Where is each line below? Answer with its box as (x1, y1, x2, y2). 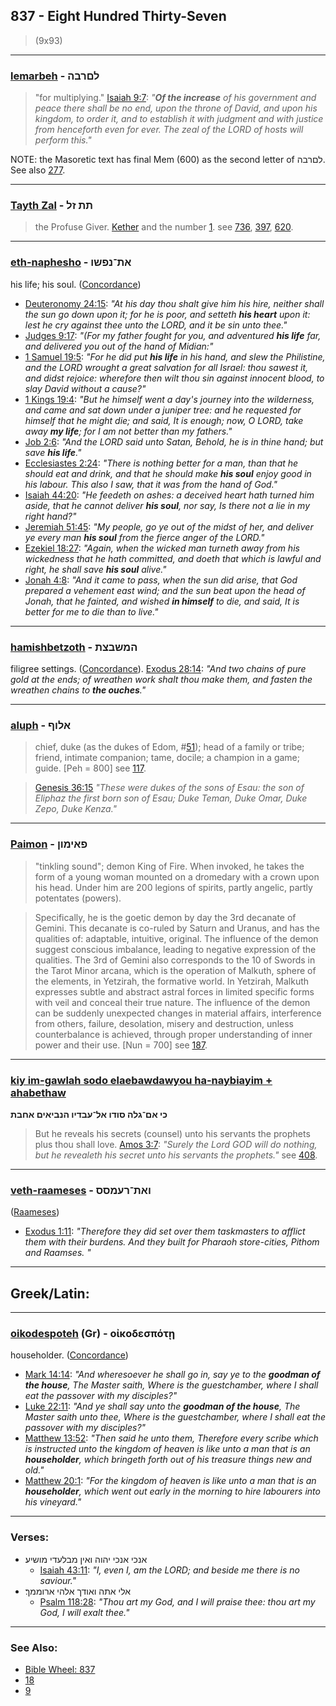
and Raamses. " (24, 1247, 92, 1259)
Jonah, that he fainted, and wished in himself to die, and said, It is (24, 595, 300, 607)
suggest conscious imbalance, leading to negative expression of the (34, 943, 317, 955)
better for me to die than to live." (24, 605, 159, 618)
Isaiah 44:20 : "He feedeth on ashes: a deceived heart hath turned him (24, 489, 315, 501)
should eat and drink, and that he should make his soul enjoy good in (24, 467, 312, 479)
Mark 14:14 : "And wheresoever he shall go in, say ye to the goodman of (24, 1369, 321, 1381)
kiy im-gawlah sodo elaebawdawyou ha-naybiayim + (10, 1073, 273, 1087)
